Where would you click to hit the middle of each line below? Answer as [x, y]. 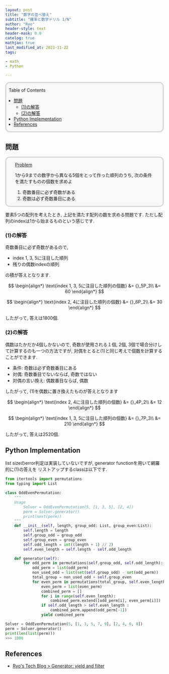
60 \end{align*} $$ [84, 292]
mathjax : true [20, 43]
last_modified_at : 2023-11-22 [37, 48]
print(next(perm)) [43, 516]
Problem [24, 165]
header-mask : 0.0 [23, 33]
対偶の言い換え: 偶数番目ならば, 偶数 [50, 380]
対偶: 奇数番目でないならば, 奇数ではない [55, 374]
